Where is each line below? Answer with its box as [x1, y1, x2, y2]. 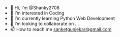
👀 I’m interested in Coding [10, 10, 65, 16]
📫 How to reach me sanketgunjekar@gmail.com [10, 26, 112, 32]
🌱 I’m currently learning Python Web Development [10, 15, 115, 21]
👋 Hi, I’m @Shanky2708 [10, 5, 60, 10]
